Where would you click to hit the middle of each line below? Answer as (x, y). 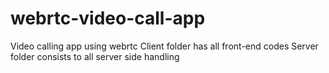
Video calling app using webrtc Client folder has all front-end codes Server (164, 46)
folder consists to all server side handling (95, 56)
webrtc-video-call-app (108, 18)
